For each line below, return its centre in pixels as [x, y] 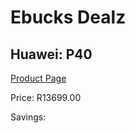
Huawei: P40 [51, 54]
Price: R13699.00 [46, 97]
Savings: [28, 117]
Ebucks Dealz [68, 17]
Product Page [38, 78]
